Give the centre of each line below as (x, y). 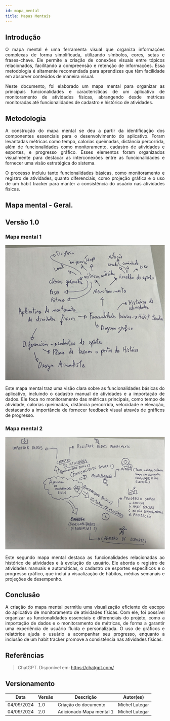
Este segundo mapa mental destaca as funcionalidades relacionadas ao (85, 557)
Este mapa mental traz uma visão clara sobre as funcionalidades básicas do (85, 388)
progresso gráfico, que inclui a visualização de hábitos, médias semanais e (85, 573)
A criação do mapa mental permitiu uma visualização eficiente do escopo (85, 607)
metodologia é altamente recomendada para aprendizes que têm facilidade (85, 71)
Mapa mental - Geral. (39, 205)
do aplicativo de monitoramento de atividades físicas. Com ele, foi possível (85, 612)
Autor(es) (134, 697)
